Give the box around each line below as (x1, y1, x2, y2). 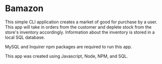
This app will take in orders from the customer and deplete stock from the (5, 24, 152, 30)
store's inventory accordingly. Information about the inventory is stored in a (5, 29, 155, 35)
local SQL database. (5, 34, 45, 40)
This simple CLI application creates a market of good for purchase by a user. (5, 19, 158, 25)
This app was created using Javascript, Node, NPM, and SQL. (5, 53, 128, 59)
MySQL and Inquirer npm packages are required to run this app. (5, 44, 132, 49)
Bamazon (5, 3, 44, 14)
